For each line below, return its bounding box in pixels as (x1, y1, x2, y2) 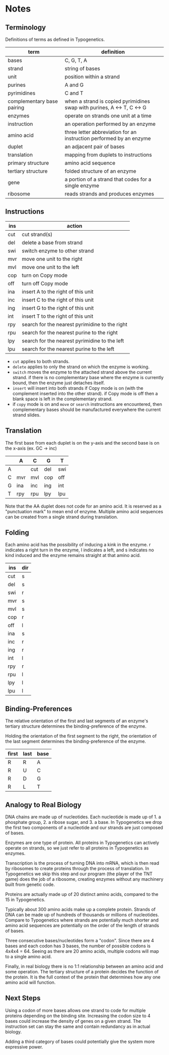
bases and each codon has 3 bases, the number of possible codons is (5, 943, 151, 949)
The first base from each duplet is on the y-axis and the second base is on (5, 440, 159, 446)
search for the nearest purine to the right (22, 329, 118, 336)
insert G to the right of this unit (22, 304, 94, 311)
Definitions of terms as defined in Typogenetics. (5, 36, 105, 42)
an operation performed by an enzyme (64, 120, 156, 127)
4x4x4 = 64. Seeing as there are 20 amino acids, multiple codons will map (5, 948, 159, 954)
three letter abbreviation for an (64, 129, 137, 135)
